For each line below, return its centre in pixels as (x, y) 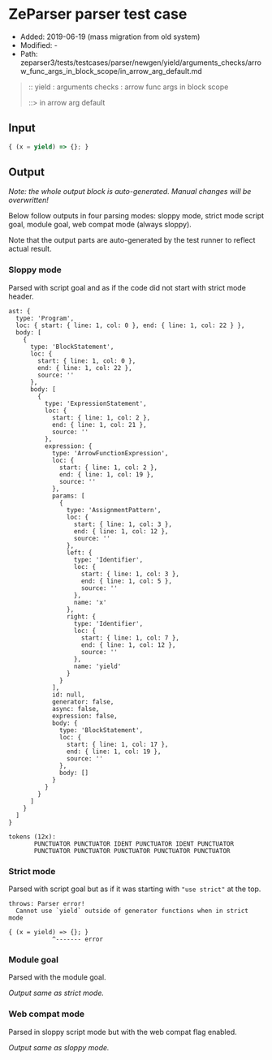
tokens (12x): (32, 837)
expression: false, (84, 716)
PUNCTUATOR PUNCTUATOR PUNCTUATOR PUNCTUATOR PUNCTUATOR (132, 851)
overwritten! (28, 200)
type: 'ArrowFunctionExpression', (110, 453)
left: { (79, 553)
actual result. (30, 249)
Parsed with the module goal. (58, 977)
